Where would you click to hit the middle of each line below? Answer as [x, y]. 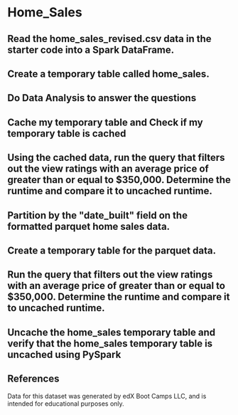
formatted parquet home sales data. [89, 226]
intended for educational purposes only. [66, 404]
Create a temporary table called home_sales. [108, 74]
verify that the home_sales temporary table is [110, 343]
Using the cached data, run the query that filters [116, 158]
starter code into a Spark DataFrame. [91, 49]
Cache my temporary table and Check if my [106, 122]
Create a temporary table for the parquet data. [112, 250]
